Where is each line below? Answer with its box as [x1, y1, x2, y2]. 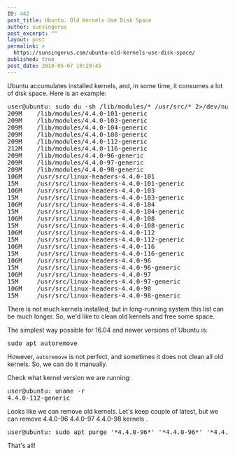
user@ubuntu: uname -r [7, 386, 85, 395]
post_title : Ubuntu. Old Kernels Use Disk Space [7, 17, 152, 24]
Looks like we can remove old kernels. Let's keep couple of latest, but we [7, 407, 219, 415]
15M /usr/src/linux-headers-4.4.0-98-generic [7, 291, 181, 300]
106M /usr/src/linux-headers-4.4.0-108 [7, 214, 155, 223]
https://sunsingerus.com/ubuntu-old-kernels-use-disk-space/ [13, 50, 196, 57]
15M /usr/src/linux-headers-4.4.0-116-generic [7, 249, 185, 258]
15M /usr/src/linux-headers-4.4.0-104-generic [7, 207, 185, 216]
